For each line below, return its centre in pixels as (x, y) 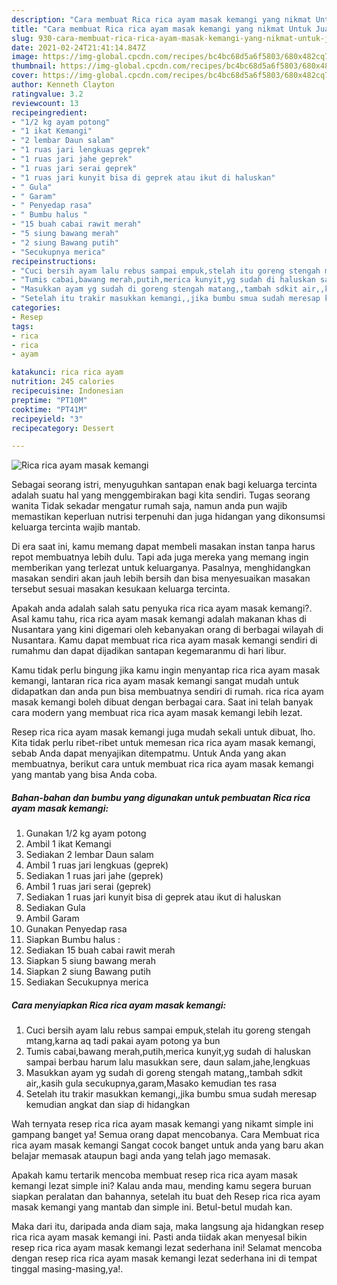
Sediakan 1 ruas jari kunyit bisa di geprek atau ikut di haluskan (153, 897)
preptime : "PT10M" (49, 400)
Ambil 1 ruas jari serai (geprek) (88, 887)
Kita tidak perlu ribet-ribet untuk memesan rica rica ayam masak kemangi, (163, 743)
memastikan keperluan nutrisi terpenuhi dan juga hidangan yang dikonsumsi (168, 517)
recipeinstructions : (54, 261)
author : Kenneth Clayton (63, 85)
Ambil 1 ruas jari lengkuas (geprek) (97, 865)
